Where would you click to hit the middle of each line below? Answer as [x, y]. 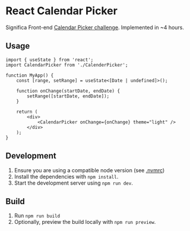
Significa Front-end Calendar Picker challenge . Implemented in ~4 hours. [95, 27]
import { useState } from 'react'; [50, 60]
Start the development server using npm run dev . [73, 183]
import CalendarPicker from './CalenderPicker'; [67, 65]
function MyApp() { [30, 75]
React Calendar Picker [62, 11]
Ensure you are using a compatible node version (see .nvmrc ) [89, 170]
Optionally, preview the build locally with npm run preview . [85, 222]
